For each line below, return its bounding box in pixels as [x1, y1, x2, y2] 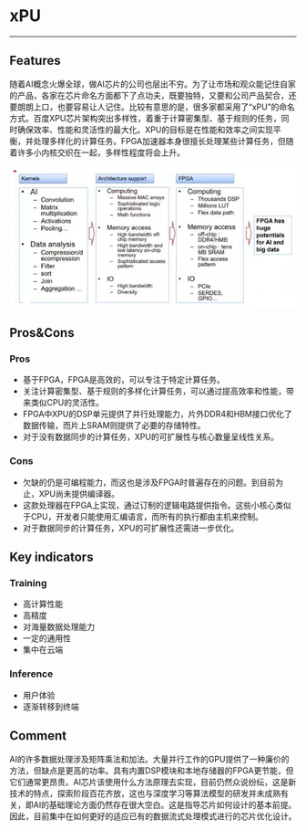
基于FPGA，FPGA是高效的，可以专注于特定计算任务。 [22, 374, 225, 385]
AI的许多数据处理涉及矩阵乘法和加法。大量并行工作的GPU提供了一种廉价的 [9, 753, 290, 764]
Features [9, 53, 61, 68]
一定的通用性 [22, 633, 71, 644]
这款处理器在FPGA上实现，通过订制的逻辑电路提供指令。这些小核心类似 [22, 499, 291, 510]
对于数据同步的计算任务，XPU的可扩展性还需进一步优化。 [22, 522, 240, 533]
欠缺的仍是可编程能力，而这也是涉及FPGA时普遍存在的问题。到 [22, 477, 260, 488]
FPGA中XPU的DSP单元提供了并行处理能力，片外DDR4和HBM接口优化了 [22, 408, 293, 420]
